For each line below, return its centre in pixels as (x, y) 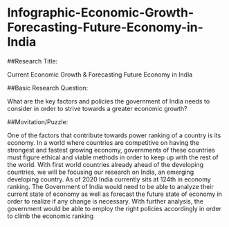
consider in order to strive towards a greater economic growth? (97, 108)
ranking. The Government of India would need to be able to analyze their (110, 186)
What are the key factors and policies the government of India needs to (109, 101)
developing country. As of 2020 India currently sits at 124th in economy (109, 179)
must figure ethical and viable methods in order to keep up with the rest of (113, 157)
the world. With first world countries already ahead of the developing (106, 164)
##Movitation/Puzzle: (38, 121)
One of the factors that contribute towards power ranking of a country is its (114, 135)
